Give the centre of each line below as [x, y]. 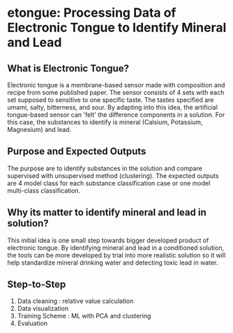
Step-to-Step [37, 284]
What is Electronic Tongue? [68, 68]
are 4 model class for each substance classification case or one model [109, 183]
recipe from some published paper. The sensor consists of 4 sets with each [116, 92]
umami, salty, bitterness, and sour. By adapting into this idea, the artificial [113, 107]
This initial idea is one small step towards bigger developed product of [108, 240]
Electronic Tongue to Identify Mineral [117, 28]
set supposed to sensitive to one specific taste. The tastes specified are [111, 100]
